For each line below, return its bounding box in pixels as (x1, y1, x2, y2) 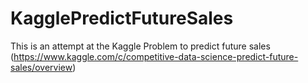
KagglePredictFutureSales (10, 7, 234, 30)
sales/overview (10, 61, 73, 73)
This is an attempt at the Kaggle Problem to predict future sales (10, 40, 271, 52)
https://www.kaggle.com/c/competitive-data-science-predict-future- (13, 50, 299, 62)
